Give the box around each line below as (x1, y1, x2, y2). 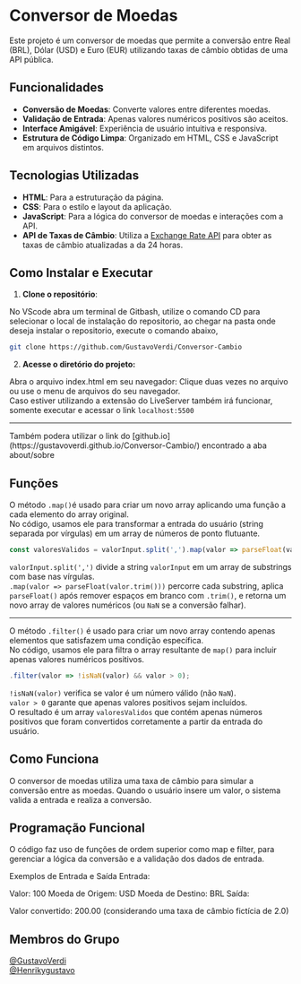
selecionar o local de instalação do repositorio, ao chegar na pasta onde (9, 315, 276, 327)
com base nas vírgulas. (9, 571, 95, 582)
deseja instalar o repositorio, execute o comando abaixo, (9, 325, 219, 336)
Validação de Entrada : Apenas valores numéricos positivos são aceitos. (21, 113, 288, 124)
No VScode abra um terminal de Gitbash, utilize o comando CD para (9, 306, 261, 317)
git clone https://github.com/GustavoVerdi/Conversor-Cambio (9, 342, 243, 352)
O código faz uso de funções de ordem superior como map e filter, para (9, 844, 275, 855)
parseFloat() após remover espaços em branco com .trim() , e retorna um (9, 590, 287, 600)
